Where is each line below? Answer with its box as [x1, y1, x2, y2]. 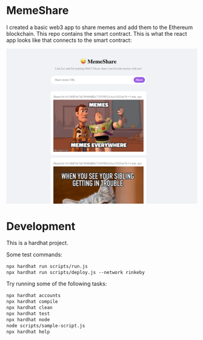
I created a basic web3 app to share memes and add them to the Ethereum [6, 24, 193, 31]
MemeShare [6, 4, 69, 18]
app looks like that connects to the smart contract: [6, 36, 132, 44]
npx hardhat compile [6, 299, 59, 305]
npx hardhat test [6, 311, 50, 317]
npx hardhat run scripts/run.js [6, 264, 88, 270]
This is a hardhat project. [6, 240, 68, 247]
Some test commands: [6, 251, 62, 258]
